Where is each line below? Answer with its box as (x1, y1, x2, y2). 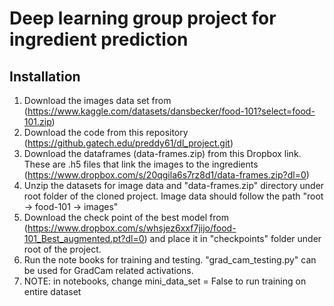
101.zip (23, 116, 52, 127)
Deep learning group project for (9, 7, 277, 30)
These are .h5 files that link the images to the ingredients (23, 158, 259, 170)
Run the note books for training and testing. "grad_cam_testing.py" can (23, 254, 317, 266)
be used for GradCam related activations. (23, 265, 194, 276)
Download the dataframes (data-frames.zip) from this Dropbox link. (23, 148, 302, 159)
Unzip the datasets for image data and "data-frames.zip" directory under (23, 180, 325, 191)
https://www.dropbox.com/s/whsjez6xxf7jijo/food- (27, 222, 237, 234)
